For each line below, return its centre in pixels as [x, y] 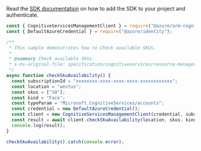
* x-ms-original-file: [37, 64]
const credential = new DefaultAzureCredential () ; [76, 109]
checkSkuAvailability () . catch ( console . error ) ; [65, 142]
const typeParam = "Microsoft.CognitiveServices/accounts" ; [88, 103]
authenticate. [22, 15]
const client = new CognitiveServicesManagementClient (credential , [98, 115]
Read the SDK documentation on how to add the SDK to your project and [96, 9]
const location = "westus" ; [47, 87]
